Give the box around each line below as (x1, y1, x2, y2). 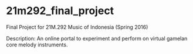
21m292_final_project (6, 4, 114, 18)
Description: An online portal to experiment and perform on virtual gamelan (6, 35, 188, 42)
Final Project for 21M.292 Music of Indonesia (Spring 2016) (6, 23, 148, 31)
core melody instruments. (6, 41, 68, 48)
